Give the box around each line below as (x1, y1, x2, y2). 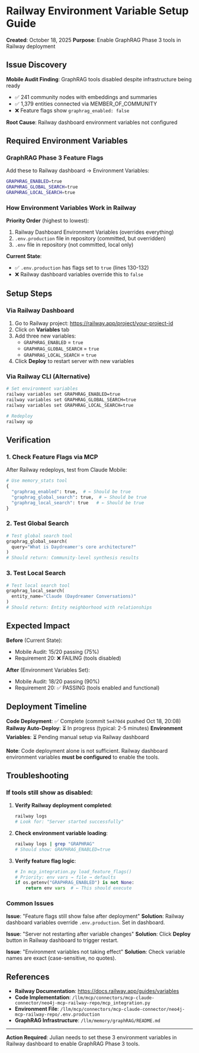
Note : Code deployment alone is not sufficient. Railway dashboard (6, 747, 168, 754)
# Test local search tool (6, 583, 70, 588)
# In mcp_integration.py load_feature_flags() (14, 869, 132, 874)
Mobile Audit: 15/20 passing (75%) (14, 648, 99, 655)
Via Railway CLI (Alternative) (6, 372, 91, 380)
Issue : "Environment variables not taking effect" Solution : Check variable (6, 948, 185, 956)
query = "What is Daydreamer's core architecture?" (11, 544, 136, 550)
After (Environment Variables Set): (6, 666, 90, 673)
